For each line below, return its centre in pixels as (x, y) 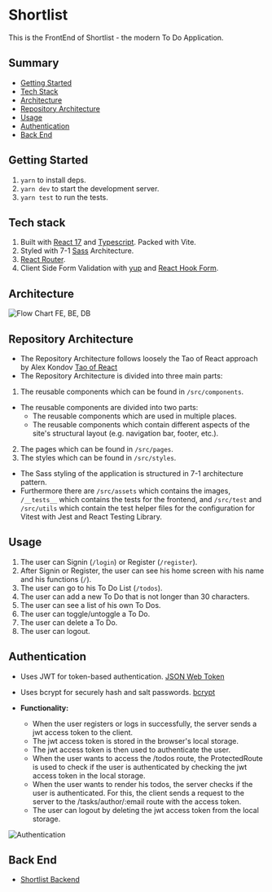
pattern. (33, 482)
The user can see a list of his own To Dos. (90, 605)
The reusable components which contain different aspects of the (141, 424)
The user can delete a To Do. (69, 622)
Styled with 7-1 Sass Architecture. (77, 251)
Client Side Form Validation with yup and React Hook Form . (119, 268)
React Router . (43, 260)
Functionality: (44, 708)
